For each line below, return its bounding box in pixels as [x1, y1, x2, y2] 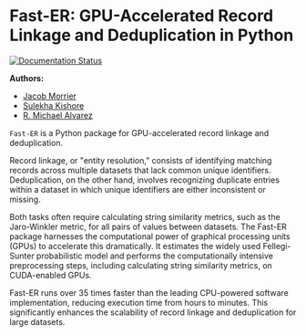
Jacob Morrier [22, 90, 77, 101]
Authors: [9, 72, 44, 83]
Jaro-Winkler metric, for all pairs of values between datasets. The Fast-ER [9, 221, 287, 232]
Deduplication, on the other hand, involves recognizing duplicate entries [9, 174, 280, 185]
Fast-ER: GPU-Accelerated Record [9, 5, 274, 26]
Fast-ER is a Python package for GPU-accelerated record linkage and [9, 127, 270, 138]
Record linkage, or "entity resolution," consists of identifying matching [9, 154, 272, 165]
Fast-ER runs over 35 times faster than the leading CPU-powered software [9, 287, 289, 298]
